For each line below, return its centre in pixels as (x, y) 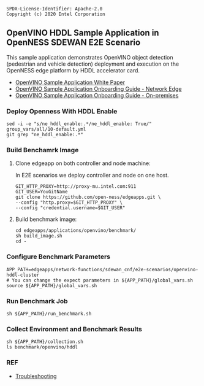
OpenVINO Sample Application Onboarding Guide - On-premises (97, 95)
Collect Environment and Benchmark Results (74, 329)
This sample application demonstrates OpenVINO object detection (90, 57)
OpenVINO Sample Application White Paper (70, 82)
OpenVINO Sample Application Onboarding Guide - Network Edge (98, 88)
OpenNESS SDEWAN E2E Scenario (74, 43)
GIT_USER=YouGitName (41, 192)
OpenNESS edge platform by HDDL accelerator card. (73, 70)
